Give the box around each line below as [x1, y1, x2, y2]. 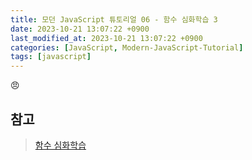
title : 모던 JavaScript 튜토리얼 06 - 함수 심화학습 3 [10, 14, 218, 25]
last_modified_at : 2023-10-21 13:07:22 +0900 [10, 33, 203, 43]
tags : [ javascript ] [10, 52, 92, 62]
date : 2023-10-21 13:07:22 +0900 [10, 24, 150, 34]
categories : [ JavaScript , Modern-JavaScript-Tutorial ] [10, 42, 244, 53]
